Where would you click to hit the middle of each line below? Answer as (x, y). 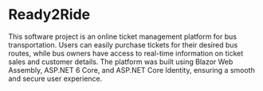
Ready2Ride (49, 15)
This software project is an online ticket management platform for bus (123, 36)
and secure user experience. (55, 78)
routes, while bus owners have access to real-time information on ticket (126, 53)
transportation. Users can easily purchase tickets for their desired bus (123, 44)
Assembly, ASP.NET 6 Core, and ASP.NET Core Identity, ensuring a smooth (131, 70)
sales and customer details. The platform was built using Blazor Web (121, 62)
